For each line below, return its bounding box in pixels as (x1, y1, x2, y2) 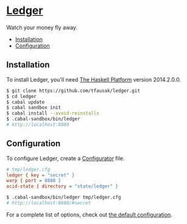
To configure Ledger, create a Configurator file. (6, 155, 125, 162)
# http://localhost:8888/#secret (6, 200, 91, 206)
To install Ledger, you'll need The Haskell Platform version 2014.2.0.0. (6, 75, 182, 83)
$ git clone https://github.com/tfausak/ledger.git (6, 88, 140, 94)
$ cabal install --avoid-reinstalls (6, 110, 99, 116)
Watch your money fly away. (6, 24, 78, 31)
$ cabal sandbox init (6, 105, 62, 111)
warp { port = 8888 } (6, 178, 62, 184)
